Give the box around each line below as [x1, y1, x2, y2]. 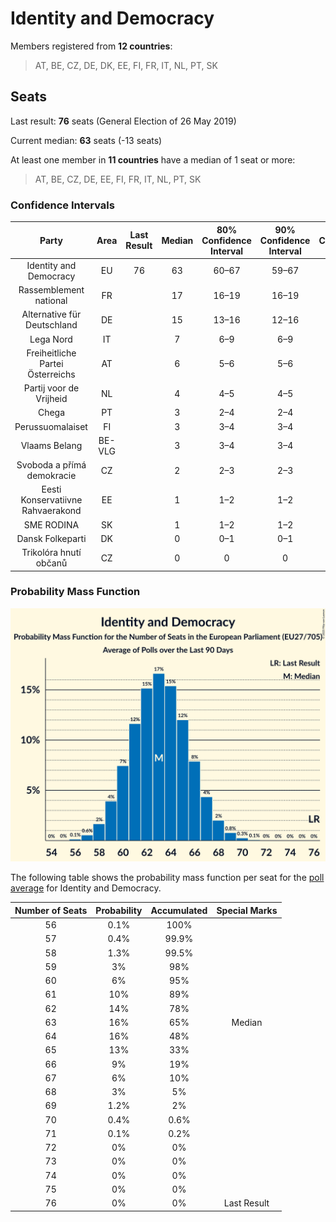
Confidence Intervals [10, 198, 115, 212]
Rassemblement [18, 284, 85, 296]
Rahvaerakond [21, 505, 82, 517]
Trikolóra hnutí [21, 547, 82, 559]
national [34, 295, 68, 307]
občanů [35, 557, 68, 569]
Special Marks [216, 904, 278, 916]
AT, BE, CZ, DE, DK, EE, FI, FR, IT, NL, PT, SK [34, 59, 218, 71]
